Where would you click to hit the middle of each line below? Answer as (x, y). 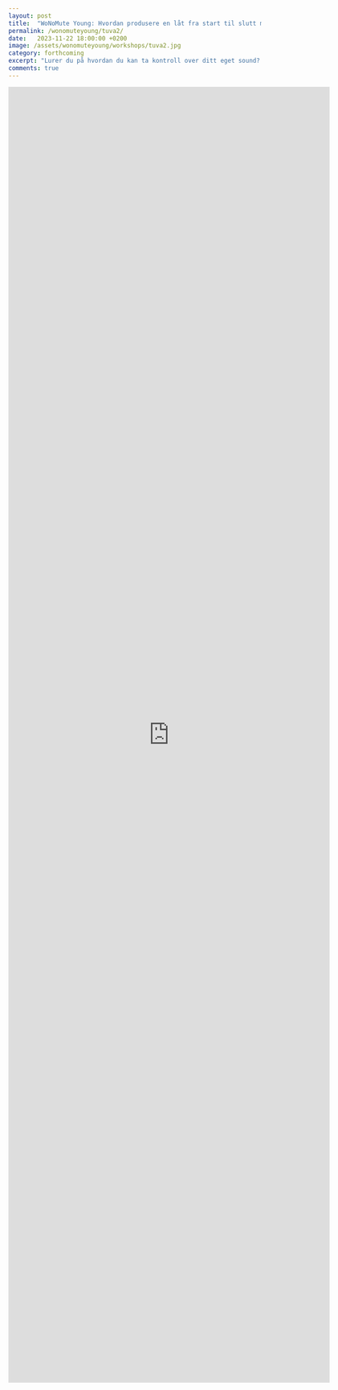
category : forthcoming (46, 53)
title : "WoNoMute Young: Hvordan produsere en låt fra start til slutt (132, 23)
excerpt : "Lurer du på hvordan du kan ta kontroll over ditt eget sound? (134, 61)
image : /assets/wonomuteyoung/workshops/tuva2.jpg (95, 46)
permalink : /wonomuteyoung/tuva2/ (66, 31)
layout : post (30, 16)
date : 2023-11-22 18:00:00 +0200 (68, 38)
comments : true (34, 68)
